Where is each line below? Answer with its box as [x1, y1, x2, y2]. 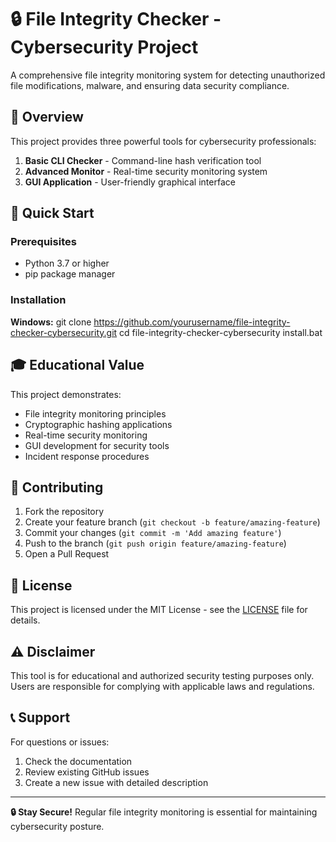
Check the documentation [24, 755, 133, 767]
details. [10, 614, 41, 626]
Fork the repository [24, 506, 105, 518]
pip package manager [24, 268, 116, 280]
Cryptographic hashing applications [24, 418, 173, 430]
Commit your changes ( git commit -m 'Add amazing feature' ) [24, 527, 282, 539]
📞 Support [10, 709, 71, 726]
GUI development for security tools [24, 439, 170, 451]
